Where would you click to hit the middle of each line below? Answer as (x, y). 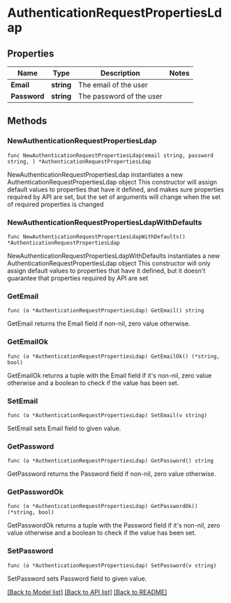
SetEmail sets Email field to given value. (64, 428)
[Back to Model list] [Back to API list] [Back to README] (87, 592)
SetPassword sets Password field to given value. (77, 579)
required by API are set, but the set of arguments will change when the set (114, 196)
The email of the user (113, 85)
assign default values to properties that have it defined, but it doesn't (106, 270)
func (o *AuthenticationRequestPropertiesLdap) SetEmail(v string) (107, 415)
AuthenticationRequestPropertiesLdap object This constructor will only (109, 263)
